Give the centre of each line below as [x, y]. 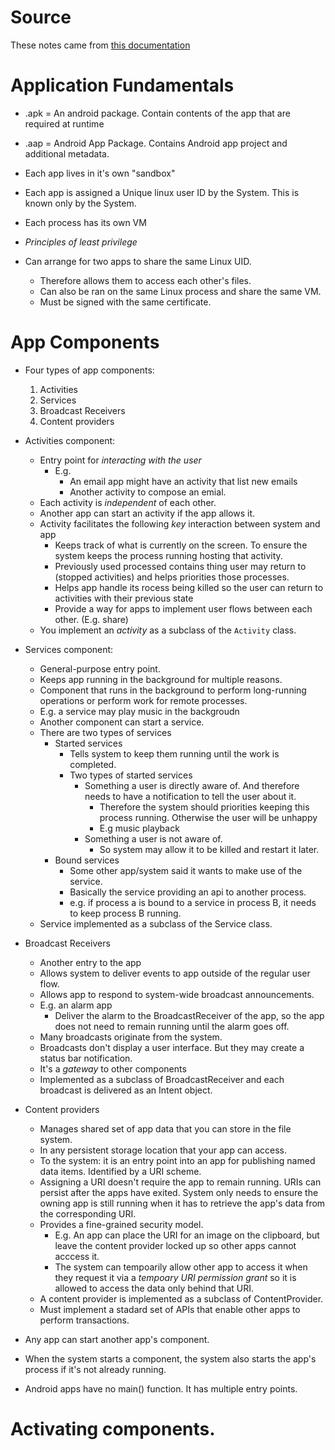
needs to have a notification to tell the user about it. [190, 796]
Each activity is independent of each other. [128, 502]
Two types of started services [131, 775]
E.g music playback [139, 828]
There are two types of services [105, 732]
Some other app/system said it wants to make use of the [186, 870]
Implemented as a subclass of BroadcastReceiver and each [162, 1079]
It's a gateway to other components [113, 1068]
